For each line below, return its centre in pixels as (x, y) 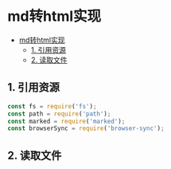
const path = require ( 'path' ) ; (59, 114)
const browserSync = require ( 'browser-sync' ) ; (86, 128)
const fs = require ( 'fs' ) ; (52, 106)
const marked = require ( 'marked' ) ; (66, 121)
